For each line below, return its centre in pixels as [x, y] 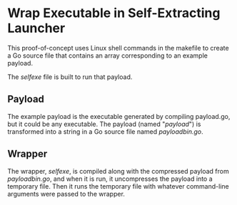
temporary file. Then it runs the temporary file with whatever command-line [118, 186]
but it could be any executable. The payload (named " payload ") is [104, 124]
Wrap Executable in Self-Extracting [114, 13]
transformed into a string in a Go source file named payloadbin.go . [105, 131]
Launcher [36, 28]
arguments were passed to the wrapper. [66, 194]
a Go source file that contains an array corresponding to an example [108, 56]
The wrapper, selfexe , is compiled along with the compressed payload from [118, 171]
